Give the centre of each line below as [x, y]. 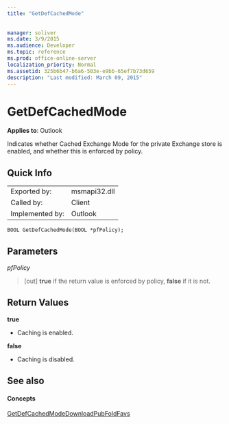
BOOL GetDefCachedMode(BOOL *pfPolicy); [66, 230]
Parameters [33, 251]
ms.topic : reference [37, 52]
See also [26, 381]
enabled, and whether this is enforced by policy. [75, 151]
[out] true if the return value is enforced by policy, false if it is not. [117, 281]
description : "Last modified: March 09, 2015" [75, 77]
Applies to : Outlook [35, 131]
